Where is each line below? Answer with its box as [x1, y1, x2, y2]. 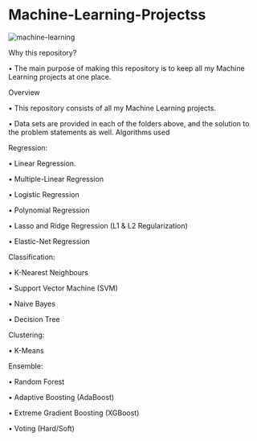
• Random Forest [8, 377, 65, 386]
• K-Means [8, 345, 44, 355]
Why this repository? [8, 47, 77, 57]
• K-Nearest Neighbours [8, 267, 88, 277]
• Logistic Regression [8, 189, 80, 199]
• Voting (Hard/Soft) [8, 423, 75, 433]
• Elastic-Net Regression [8, 236, 91, 246]
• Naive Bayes [8, 299, 56, 308]
